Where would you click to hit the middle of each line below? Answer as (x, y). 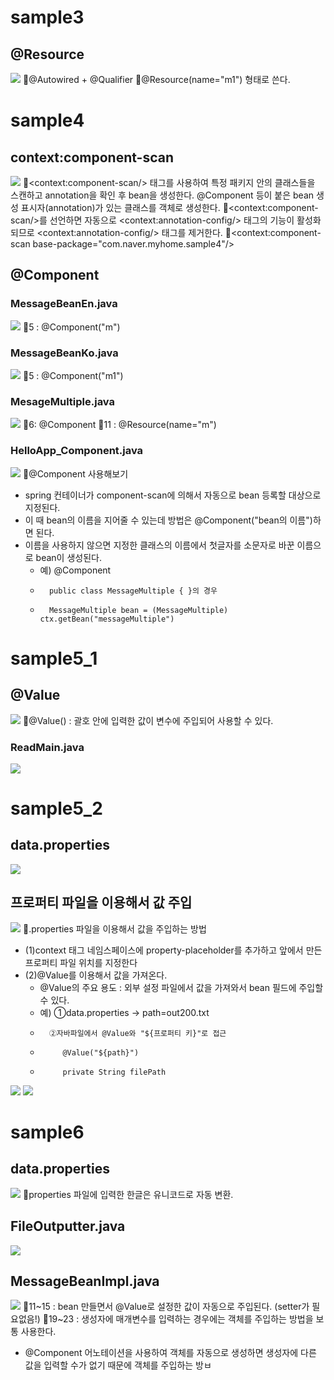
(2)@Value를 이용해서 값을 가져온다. (96, 975)
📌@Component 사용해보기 (75, 473)
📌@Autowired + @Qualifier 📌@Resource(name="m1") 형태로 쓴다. (156, 79)
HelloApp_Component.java (77, 451)
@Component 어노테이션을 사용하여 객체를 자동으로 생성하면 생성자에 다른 (170, 1353)
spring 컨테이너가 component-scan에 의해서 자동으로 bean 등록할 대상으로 (173, 495)
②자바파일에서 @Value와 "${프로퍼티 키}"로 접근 (137, 1033)
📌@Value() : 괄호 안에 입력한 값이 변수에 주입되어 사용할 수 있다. (148, 720)
